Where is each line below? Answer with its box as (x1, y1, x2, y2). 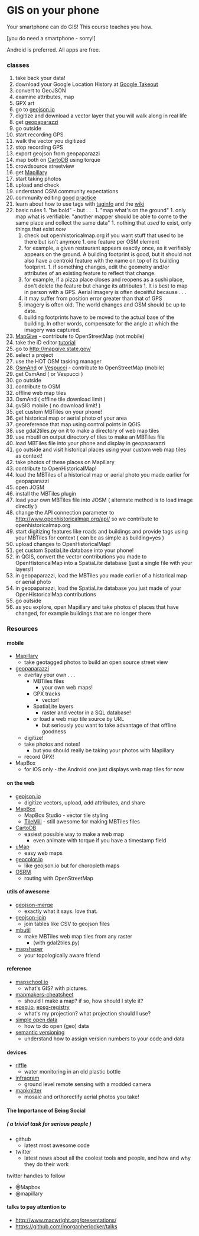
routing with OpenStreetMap (24, 874, 94, 882)
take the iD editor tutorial (15, 339, 76, 346)
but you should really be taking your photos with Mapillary (32, 747, 175, 754)
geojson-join (15, 914, 47, 921)
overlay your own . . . (24, 671, 76, 679)
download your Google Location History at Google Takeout (15, 81, 158, 88)
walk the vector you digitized (15, 138, 86, 145)
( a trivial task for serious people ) (6, 1120, 92, 1128)
